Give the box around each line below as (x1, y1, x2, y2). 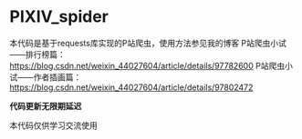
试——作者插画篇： (9, 71, 82, 83)
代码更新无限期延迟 (9, 100, 82, 111)
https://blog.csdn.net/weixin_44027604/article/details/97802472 (9, 82, 254, 93)
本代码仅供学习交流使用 (9, 120, 98, 131)
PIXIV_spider (9, 6, 109, 27)
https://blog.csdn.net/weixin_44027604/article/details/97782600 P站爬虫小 (9, 60, 294, 71)
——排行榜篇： (9, 48, 66, 60)
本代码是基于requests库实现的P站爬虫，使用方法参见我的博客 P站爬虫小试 (9, 37, 287, 48)
